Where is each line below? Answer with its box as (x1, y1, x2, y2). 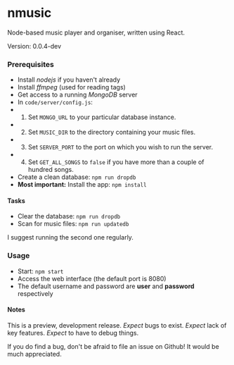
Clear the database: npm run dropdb (17, 212, 121, 221)
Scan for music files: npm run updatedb (17, 220, 129, 228)
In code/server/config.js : (17, 98, 93, 106)
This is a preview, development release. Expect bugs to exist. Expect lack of (7, 321, 227, 329)
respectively (17, 289, 54, 297)
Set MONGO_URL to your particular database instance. (27, 113, 176, 121)
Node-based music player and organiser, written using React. (7, 28, 185, 37)
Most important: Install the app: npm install (17, 180, 147, 189)
